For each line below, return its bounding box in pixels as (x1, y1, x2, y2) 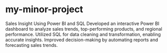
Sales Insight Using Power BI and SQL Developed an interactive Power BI (5, 20, 159, 26)
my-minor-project (5, 4, 83, 15)
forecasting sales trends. (5, 42, 58, 48)
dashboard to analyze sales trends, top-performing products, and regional (5, 25, 163, 32)
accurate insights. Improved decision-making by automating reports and (5, 37, 158, 43)
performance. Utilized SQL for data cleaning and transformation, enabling (5, 31, 161, 37)
